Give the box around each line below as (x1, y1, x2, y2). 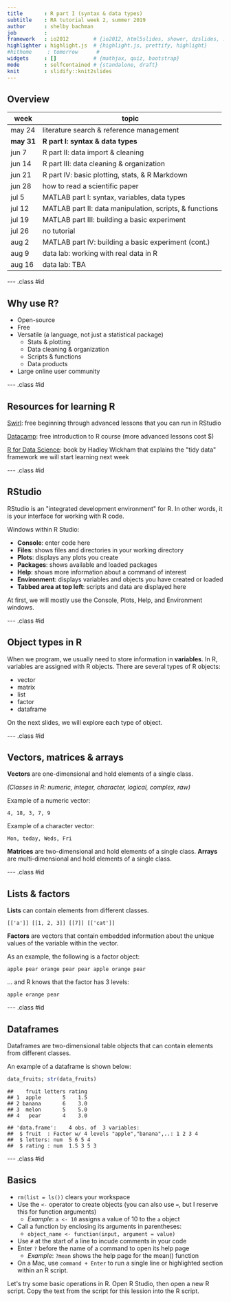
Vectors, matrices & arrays (7, 751, 124, 763)
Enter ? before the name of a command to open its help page (16, 1244, 190, 1252)
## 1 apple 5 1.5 (7, 1094, 88, 1101)
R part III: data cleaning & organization (42, 159, 165, 169)
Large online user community (16, 367, 100, 376)
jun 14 (10, 159, 32, 169)
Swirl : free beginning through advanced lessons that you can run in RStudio (7, 419, 221, 427)
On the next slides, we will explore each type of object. (7, 718, 163, 726)
